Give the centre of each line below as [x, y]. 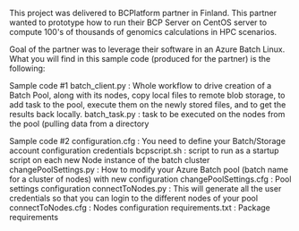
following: [27, 68]
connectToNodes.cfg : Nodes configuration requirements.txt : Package [140, 208]
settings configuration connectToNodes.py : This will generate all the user [145, 188]
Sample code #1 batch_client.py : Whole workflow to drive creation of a [141, 86]
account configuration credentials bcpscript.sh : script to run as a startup [144, 150]
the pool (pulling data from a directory [79, 124]
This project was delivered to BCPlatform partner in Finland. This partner [143, 13]
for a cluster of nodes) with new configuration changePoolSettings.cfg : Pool [150, 179]
